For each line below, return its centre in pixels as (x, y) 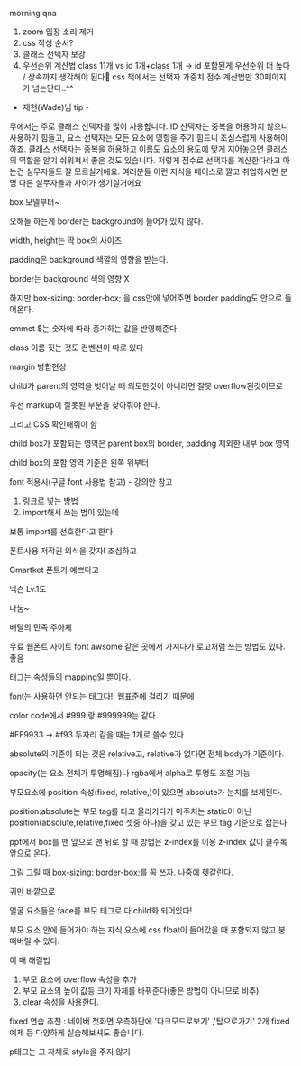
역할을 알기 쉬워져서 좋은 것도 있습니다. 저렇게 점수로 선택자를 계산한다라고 (150, 160)
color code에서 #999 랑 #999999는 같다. (84, 715)
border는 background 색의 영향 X (69, 278)
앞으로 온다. (30, 853)
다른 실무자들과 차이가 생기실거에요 (80, 183)
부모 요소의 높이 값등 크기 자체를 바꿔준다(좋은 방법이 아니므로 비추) (141, 991)
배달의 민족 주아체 (41, 627)
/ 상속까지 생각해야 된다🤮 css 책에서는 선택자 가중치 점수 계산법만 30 (143, 77)
